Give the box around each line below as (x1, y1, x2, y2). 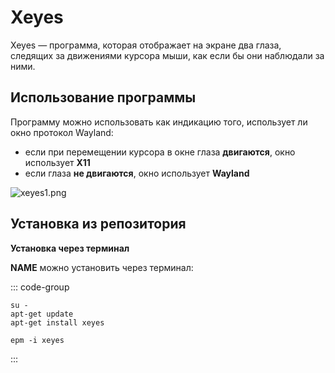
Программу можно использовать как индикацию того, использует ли (10, 116, 308, 128)
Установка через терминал (10, 242, 130, 254)
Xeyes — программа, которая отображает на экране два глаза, (10, 39, 282, 51)
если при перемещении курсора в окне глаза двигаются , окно (24, 146, 296, 158)
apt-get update (10, 309, 74, 319)
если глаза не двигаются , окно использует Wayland (24, 167, 250, 179)
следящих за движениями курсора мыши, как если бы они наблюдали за (10, 49, 325, 61)
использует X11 (24, 156, 91, 168)
